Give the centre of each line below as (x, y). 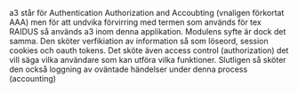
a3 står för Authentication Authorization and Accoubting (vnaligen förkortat (147, 13)
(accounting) (32, 78)
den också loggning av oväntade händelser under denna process (129, 69)
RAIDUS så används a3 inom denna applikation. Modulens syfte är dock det (148, 31)
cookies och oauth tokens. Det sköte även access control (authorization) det (149, 50)
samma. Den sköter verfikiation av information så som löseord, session (139, 41)
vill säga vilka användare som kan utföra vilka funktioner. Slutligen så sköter (148, 60)
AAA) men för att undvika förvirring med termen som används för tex (136, 22)
